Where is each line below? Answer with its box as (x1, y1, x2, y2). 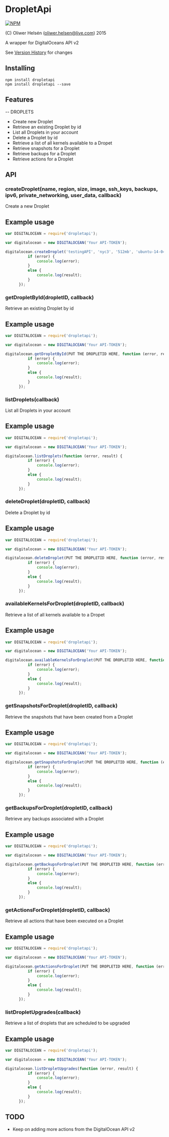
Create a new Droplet (5, 203, 49, 209)
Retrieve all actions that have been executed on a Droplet (5, 918, 124, 924)
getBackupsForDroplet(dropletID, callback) (5, 805, 113, 812)
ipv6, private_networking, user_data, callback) (5, 192, 122, 199)
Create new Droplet (12, 118, 53, 124)
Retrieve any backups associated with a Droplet (5, 816, 104, 822)
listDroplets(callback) (5, 396, 59, 403)
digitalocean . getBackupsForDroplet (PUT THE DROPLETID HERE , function (5, 861, 154, 867)
